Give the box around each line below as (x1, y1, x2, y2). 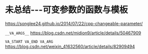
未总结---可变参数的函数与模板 (5, 4, 128, 15)
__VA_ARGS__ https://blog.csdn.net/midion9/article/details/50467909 (5, 30, 141, 36)
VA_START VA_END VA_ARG (5, 39, 54, 44)
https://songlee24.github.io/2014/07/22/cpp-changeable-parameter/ (5, 20, 143, 27)
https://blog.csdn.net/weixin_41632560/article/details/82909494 (5, 43, 135, 49)
